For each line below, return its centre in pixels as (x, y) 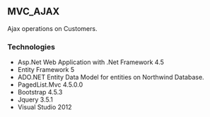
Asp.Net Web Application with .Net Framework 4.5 (91, 62)
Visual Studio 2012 (45, 107)
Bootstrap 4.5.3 (40, 92)
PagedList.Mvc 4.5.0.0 (50, 85)
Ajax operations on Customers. (52, 28)
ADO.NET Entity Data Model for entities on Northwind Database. (111, 78)
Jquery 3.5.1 (35, 100)
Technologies (31, 47)
